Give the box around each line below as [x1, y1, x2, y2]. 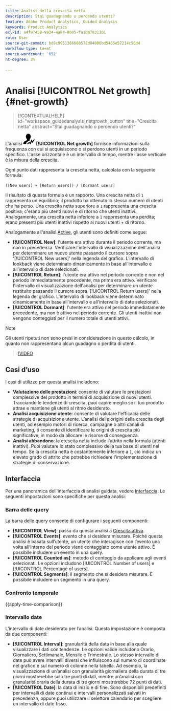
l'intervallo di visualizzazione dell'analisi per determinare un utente [12, 283, 153, 289]
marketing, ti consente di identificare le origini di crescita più [12, 427, 140, 433]
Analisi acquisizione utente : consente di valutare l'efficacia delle [12, 411, 151, 417]
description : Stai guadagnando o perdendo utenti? [5, 13, 115, 19]
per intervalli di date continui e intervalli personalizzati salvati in [12, 690, 146, 696]
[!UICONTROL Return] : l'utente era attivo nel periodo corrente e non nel [12, 272, 164, 278]
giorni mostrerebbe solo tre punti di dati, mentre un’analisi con [12, 673, 143, 679]
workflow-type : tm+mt [5, 46, 52, 51]
